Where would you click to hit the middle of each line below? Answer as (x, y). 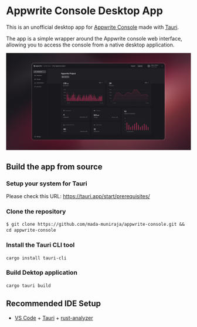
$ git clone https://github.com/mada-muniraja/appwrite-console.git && (95, 225)
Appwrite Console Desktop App (84, 11)
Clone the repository (36, 211)
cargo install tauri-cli (36, 258)
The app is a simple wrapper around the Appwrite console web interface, (94, 38)
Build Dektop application (42, 273)
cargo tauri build (28, 286)
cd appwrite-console (31, 231)
